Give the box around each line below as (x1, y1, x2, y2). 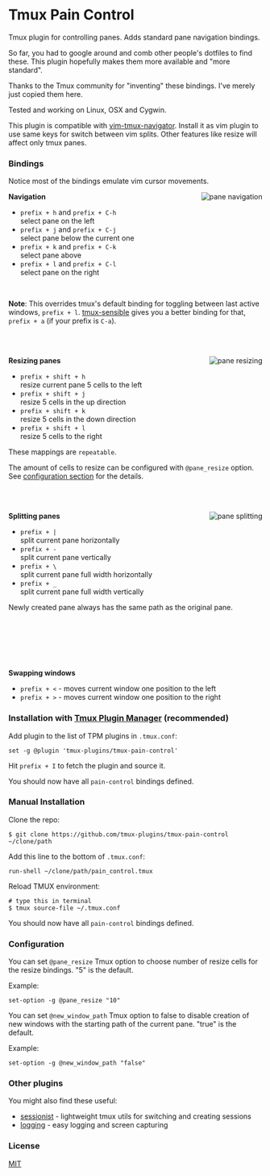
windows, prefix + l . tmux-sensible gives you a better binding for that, (8, 308, 246, 317)
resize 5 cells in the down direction (19, 414, 136, 425)
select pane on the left (19, 216, 95, 226)
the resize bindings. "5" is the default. (8, 965, 134, 975)
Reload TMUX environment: (8, 881, 101, 891)
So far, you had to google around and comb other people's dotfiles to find (8, 48, 252, 57)
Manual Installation (8, 797, 85, 808)
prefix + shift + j (19, 390, 86, 399)
